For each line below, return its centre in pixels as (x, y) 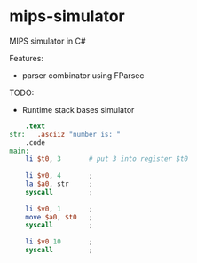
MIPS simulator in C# (47, 41)
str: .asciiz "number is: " (65, 134)
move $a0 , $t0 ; (59, 217)
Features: (27, 58)
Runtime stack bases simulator (78, 109)
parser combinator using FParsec (83, 75)
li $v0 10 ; (59, 242)
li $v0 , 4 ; (59, 176)
